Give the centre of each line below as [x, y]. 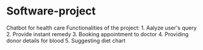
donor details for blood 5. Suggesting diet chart [66, 40]
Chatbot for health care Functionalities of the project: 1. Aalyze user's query [102, 28]
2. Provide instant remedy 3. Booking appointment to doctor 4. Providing [98, 34]
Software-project [51, 11]
